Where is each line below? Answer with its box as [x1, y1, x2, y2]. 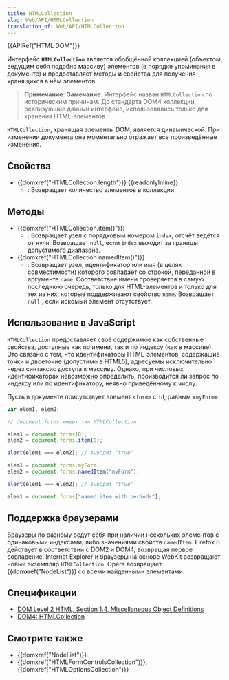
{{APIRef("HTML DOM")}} [7, 42, 80, 50]
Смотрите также [7, 633, 83, 644]
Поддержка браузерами [7, 512, 119, 524]
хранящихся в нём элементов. [7, 77, 98, 85]
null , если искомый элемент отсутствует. [27, 297, 153, 305]
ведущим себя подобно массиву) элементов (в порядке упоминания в [7, 63, 216, 71]
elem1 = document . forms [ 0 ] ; [7, 431, 88, 438]
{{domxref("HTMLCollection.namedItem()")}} [17, 253, 146, 262]
